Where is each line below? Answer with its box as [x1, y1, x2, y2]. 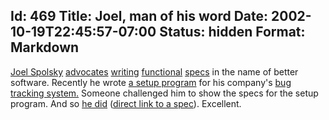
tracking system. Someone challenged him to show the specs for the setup [10, 87, 319, 99]
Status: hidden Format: [159, 24, 306, 41]
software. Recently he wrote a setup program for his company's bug [10, 76, 292, 88]
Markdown [10, 39, 80, 56]
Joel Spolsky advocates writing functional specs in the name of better [10, 65, 299, 78]
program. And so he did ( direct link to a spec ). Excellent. [10, 97, 242, 109]
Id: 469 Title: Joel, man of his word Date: [10, 8, 269, 25]
